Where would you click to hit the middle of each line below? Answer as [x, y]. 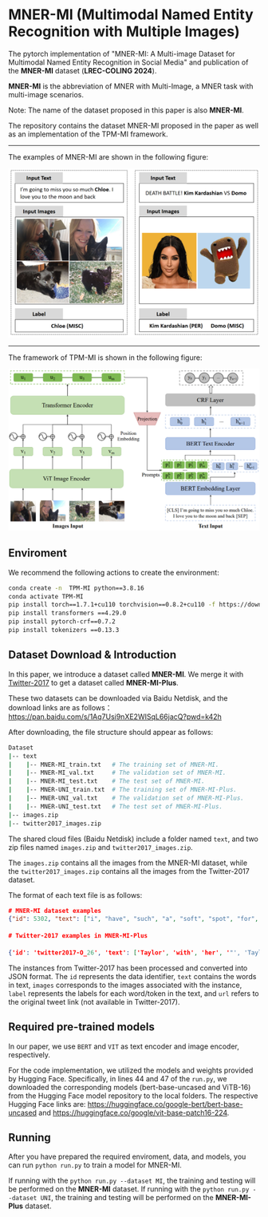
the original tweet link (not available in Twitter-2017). [95, 1002]
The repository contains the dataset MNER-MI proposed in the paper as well [134, 125]
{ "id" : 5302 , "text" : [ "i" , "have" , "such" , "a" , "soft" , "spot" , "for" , [134, 919]
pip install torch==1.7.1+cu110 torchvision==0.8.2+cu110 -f [112, 605]
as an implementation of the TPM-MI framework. [88, 134]
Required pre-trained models [82, 1027]
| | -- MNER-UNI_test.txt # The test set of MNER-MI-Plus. [116, 806]
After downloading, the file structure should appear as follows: [111, 732]
